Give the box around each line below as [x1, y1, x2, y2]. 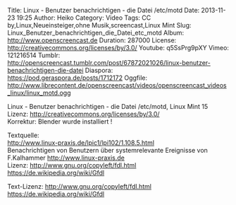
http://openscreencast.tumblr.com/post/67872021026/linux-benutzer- [7, 59, 211, 66]
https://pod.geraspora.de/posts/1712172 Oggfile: [7, 74, 148, 82]
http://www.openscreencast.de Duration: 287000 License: [7, 36, 177, 45]
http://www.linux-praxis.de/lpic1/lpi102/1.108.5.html [7, 139, 155, 147]
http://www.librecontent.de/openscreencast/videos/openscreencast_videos [7, 81, 227, 89]
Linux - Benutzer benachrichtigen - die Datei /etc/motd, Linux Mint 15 [7, 102, 209, 110]
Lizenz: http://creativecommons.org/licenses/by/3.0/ [7, 110, 160, 118]
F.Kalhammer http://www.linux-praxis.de [7, 153, 125, 162]
